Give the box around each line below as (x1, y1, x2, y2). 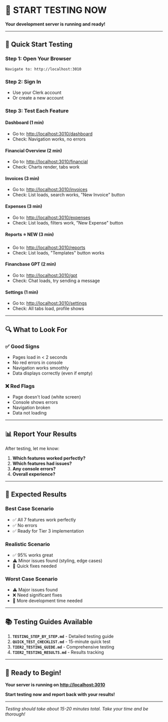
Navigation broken (12, 404, 51, 410)
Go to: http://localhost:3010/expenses (12, 214, 90, 220)
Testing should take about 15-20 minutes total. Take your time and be (5, 705, 148, 711)
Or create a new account (12, 94, 64, 100)
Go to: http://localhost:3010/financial (12, 158, 88, 164)
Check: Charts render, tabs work (12, 164, 80, 170)
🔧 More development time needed (12, 597, 83, 604)
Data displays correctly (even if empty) (12, 370, 93, 376)
